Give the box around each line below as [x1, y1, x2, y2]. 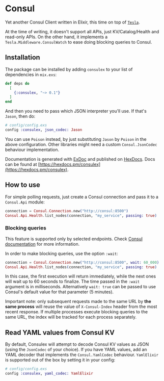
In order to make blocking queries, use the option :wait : [5, 251, 118, 256]
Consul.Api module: [5, 199, 45, 205]
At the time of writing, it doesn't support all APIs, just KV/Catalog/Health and [5, 28, 160, 34]
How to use [5, 181, 40, 189]
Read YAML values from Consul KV [5, 328, 115, 336]
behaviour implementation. [5, 147, 59, 152]
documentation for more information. [5, 241, 80, 247]
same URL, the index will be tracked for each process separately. [5, 314, 137, 320]
